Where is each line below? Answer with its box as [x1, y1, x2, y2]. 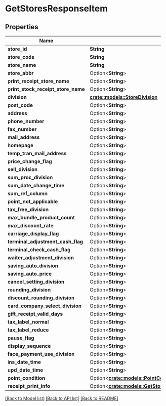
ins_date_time [7, 359, 41, 365]
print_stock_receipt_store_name [7, 86, 85, 92]
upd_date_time [7, 366, 43, 373]
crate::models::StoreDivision [89, 94, 158, 100]
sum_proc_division [7, 174, 53, 181]
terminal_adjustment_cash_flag [7, 238, 83, 245]
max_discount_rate [7, 222, 54, 229]
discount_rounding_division [7, 294, 75, 301]
